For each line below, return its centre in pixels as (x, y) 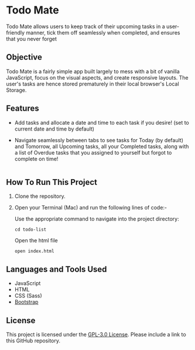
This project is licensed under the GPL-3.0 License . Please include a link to (96, 334)
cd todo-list (30, 230)
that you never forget (32, 39)
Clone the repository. (40, 196)
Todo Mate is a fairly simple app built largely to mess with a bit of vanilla (93, 71)
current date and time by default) (54, 129)
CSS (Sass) (28, 296)
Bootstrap (26, 302)
